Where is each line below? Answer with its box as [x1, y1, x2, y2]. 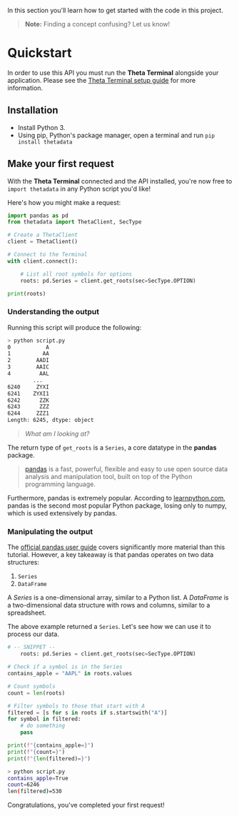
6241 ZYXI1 [7, 390, 50, 397]
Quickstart [7, 45, 73, 61]
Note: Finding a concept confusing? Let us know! [24, 20, 171, 28]
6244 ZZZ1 [7, 410, 50, 417]
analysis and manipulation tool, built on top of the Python [24, 473, 193, 481]
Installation [7, 104, 59, 116]
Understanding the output [7, 307, 100, 317]
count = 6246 [7, 781, 40, 788]
